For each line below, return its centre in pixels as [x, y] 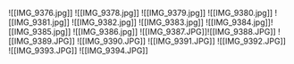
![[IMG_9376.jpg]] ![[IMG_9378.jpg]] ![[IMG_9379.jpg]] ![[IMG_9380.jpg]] [141, 13]
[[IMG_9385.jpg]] [40, 32]
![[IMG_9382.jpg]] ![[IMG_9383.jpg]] [138, 22]
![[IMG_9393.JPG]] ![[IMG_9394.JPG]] [78, 51]
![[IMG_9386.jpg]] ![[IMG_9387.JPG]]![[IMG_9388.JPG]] [174, 32]
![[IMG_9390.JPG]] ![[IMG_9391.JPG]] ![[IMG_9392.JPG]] [181, 41]
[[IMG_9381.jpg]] [39, 22]
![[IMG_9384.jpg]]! [239, 22]
